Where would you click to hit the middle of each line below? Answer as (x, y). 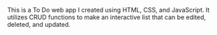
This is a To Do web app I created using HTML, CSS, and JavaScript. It (108, 10)
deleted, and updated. (39, 24)
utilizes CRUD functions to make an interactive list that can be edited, (107, 17)
